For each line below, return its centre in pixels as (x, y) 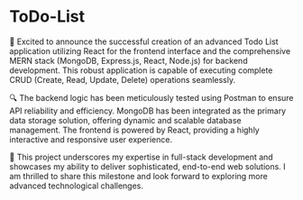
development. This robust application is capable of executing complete (141, 70)
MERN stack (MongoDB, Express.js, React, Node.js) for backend (129, 60)
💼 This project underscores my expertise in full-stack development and (141, 157)
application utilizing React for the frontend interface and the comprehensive (150, 50)
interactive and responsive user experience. (91, 139)
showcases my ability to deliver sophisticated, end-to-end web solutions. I (147, 166)
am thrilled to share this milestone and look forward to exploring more (138, 176)
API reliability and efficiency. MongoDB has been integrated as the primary (148, 111)
